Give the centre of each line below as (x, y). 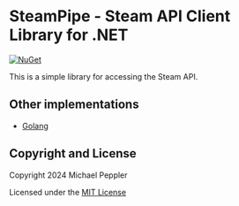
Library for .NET (69, 35)
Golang (35, 126)
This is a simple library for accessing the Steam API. (104, 76)
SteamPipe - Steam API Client (120, 16)
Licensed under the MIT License (67, 192)
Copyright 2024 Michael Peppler (68, 175)
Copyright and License (73, 153)
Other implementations (74, 105)
